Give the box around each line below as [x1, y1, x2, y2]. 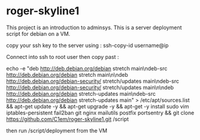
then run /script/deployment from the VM [6, 127, 107, 134]
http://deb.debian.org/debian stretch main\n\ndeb [6, 71, 128, 78]
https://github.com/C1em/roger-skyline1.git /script [6, 115, 130, 123]
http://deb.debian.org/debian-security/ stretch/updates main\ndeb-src [6, 77, 179, 85]
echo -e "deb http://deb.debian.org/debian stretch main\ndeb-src [6, 64, 168, 72]
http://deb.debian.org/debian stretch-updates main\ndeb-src [6, 90, 156, 97]
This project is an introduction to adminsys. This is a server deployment [6, 24, 182, 31]
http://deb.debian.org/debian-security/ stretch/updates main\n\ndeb [6, 83, 174, 91]
